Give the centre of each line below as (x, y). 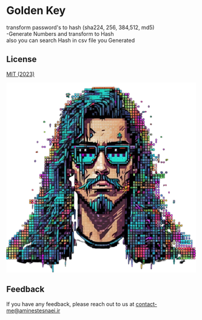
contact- (146, 304)
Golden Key (36, 11)
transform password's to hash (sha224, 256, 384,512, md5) (80, 27)
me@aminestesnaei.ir (33, 310)
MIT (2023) (21, 74)
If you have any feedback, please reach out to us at (70, 304)
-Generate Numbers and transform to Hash (60, 33)
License (22, 59)
